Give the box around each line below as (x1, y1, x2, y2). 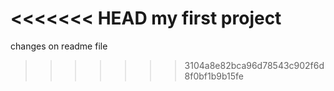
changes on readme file (10, 40, 108, 52)
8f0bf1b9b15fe (184, 70, 244, 82)
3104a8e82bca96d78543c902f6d (184, 59, 325, 71)
